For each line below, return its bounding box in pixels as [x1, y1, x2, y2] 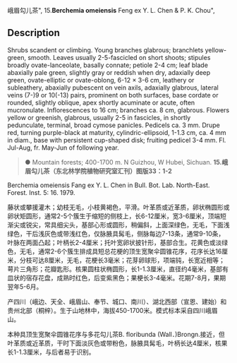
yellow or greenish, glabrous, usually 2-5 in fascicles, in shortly [7, 113, 191, 121]
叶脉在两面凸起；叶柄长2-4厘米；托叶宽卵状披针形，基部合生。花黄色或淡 [7, 238, 222, 246]
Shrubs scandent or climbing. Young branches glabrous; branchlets [7, 45, 204, 54]
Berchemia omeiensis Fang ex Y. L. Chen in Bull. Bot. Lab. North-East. [7, 181, 210, 189]
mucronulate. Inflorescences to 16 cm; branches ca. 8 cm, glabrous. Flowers [7, 105, 230, 114]
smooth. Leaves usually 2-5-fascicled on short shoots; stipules [28, 53, 211, 61]
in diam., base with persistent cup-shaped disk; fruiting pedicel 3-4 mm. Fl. [7, 136, 226, 144]
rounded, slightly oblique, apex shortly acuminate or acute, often [7, 98, 195, 107]
